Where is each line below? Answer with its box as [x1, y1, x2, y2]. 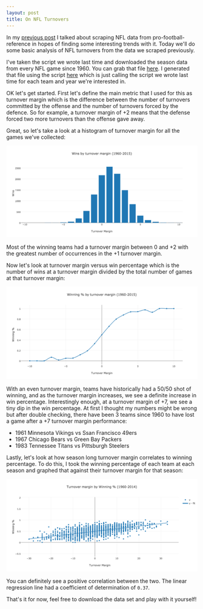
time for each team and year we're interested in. [6, 78, 126, 85]
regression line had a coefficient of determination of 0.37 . [6, 584, 150, 591]
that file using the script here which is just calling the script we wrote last [6, 71, 188, 78]
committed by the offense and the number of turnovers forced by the [6, 102, 179, 109]
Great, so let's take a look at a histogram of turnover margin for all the [6, 127, 180, 134]
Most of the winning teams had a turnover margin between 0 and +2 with [6, 243, 189, 251]
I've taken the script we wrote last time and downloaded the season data [6, 58, 188, 66]
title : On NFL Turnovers [6, 16, 69, 22]
